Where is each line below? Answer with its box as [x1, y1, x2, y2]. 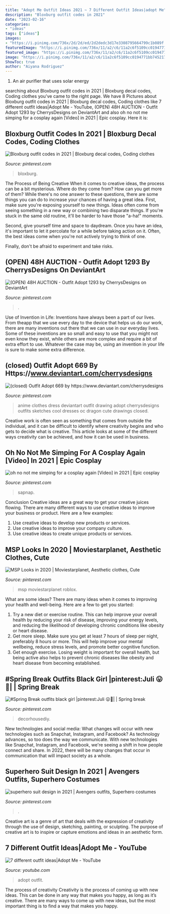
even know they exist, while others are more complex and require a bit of [5, 335, 157, 342]
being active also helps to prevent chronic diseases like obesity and [12, 655, 154, 661]
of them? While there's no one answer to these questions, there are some [5, 191, 158, 197]
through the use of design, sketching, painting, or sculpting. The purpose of [5, 823, 163, 830]
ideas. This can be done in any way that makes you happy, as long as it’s [5, 892, 157, 898]
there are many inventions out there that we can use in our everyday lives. [5, 325, 159, 331]
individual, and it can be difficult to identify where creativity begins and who [5, 423, 163, 429]
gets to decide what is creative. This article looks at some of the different [5, 428, 158, 434]
